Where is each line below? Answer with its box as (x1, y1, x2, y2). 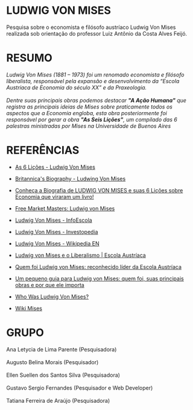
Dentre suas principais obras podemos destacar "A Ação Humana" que (6, 96, 187, 104)
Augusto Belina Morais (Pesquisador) (6, 358, 99, 365)
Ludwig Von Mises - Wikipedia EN (14, 239, 100, 247)
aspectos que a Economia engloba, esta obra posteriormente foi (6, 109, 167, 116)
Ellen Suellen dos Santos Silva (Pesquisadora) (6, 371, 121, 379)
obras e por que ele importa (14, 281, 84, 288)
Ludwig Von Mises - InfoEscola (14, 216, 92, 224)
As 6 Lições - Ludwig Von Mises (14, 163, 95, 171)
